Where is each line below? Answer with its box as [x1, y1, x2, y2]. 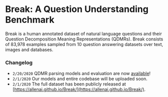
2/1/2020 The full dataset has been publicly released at [12, 81, 126, 87]
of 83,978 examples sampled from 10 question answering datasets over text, [5, 41, 163, 47]
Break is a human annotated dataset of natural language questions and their [5, 30, 162, 36]
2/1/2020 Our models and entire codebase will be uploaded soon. [12, 76, 148, 82]
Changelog [5, 59, 33, 66]
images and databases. [5, 46, 54, 52]
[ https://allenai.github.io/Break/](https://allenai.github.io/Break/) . [12, 86, 146, 92]
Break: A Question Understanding [5, 3, 149, 15]
